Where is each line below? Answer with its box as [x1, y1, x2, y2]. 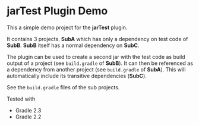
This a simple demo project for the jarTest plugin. [7, 24, 128, 31]
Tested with [7, 95, 36, 102]
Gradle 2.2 [15, 113, 42, 120]
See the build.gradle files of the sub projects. [7, 83, 120, 90]
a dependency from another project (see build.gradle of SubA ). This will [7, 65, 186, 73]
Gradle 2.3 [15, 107, 42, 114]
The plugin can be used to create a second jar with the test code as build [7, 53, 186, 60]
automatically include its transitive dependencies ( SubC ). [7, 72, 147, 79]
